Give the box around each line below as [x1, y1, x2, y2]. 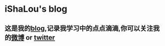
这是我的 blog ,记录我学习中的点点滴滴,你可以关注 [4, 24, 154, 32]
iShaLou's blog [4, 3, 67, 15]
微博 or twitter [11, 33, 55, 42]
